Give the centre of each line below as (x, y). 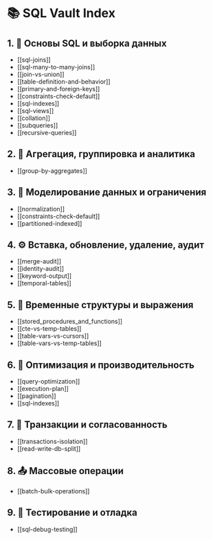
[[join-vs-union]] (41, 74)
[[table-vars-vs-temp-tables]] (59, 343)
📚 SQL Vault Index (61, 13)
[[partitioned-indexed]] (49, 223)
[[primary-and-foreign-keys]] (58, 89)
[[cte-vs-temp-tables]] (49, 329)
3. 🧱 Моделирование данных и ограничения (107, 192)
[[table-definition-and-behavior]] (64, 82)
